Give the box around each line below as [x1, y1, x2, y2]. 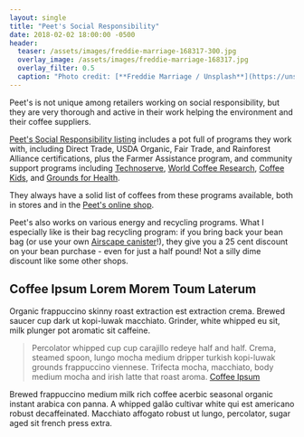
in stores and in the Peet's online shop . [9, 199, 155, 210]
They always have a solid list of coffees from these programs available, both [9, 189, 294, 200]
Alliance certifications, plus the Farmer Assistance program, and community [9, 153, 292, 164]
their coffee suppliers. [9, 116, 92, 127]
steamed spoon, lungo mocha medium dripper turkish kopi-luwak [31, 352, 276, 363]
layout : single [9, 13, 67, 23]
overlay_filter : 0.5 [17, 64, 95, 73]
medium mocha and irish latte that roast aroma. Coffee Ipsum [31, 371, 261, 382]
